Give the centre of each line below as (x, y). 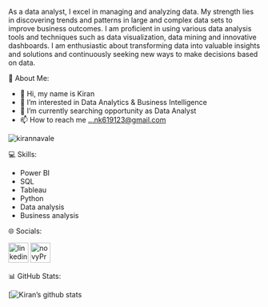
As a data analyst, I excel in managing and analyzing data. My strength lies (131, 12)
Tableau (33, 190)
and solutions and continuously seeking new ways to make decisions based (133, 54)
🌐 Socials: (25, 231)
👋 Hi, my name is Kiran (57, 94)
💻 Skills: (23, 154)
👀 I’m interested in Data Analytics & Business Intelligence (114, 102)
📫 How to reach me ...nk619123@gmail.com (93, 120)
